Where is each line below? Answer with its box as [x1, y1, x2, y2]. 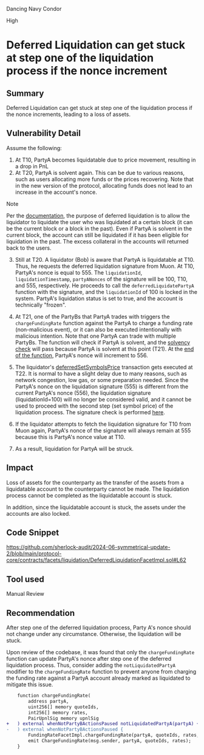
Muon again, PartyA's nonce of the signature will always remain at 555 [15, 426, 191, 434]
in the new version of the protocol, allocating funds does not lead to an [15, 182, 192, 189]
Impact [6, 463, 33, 473]
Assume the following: [6, 144, 62, 151]
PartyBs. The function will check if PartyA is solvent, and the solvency [15, 338, 190, 346]
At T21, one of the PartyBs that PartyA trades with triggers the [15, 313, 170, 320]
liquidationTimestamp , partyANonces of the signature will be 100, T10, [15, 275, 188, 282]
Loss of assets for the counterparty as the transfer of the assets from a [6, 479, 184, 486]
